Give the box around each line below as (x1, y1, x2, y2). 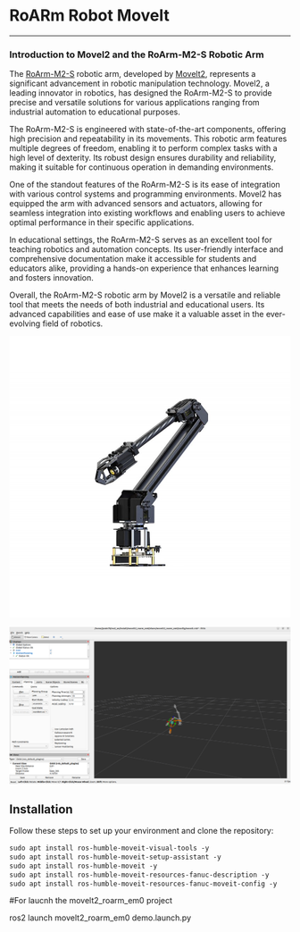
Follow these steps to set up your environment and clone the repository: (9, 826, 274, 836)
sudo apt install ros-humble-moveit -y (9, 861, 158, 871)
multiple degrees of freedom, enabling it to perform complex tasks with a (9, 143, 279, 154)
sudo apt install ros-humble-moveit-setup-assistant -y (9, 852, 221, 862)
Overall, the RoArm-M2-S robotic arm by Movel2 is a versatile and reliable (9, 290, 281, 300)
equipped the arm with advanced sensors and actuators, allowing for (9, 198, 263, 209)
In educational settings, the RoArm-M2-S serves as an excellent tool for (9, 234, 272, 246)
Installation (9, 802, 73, 817)
